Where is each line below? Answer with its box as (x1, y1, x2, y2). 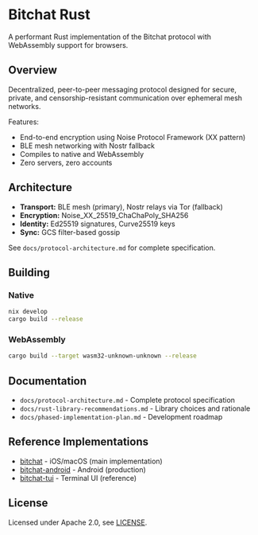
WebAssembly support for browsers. (8, 40, 129, 49)
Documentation (8, 374, 87, 388)
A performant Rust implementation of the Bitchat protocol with (8, 32, 212, 41)
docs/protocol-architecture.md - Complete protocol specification (19, 395, 236, 404)
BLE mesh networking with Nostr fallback (19, 141, 156, 150)
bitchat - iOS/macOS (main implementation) (19, 456, 163, 466)
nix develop (8, 308, 48, 316)
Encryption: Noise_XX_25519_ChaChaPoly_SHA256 (19, 210, 189, 220)
